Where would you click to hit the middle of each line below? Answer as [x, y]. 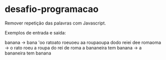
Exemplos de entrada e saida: [35, 32]
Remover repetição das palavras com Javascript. [55, 23]
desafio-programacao [52, 9]
